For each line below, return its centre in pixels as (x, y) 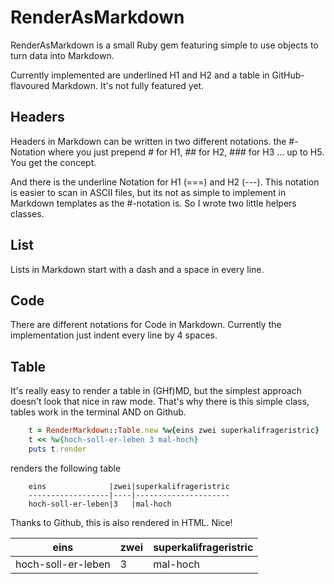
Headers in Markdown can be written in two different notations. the (148, 141)
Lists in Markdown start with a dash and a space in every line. (137, 269)
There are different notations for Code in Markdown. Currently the (146, 325)
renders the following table (66, 468)
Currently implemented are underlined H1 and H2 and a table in (140, 75)
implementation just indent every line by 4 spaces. (114, 335)
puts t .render (57, 449)
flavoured (30, 85)
